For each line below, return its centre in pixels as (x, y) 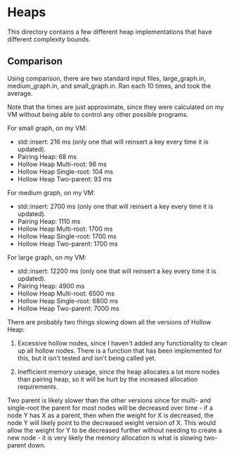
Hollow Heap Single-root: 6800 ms (68, 300)
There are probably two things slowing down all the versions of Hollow (109, 322)
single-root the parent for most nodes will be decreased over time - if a (110, 407)
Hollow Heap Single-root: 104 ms (65, 171)
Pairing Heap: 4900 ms (51, 286)
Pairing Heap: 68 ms (47, 156)
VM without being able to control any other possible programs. (98, 114)
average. (20, 93)
